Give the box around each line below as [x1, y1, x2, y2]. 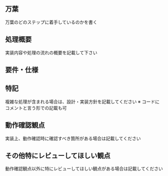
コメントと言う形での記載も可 [5, 105, 67, 111]
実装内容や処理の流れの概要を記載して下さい [5, 49, 98, 55]
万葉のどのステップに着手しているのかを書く [5, 19, 98, 25]
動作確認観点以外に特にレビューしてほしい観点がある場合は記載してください [5, 165, 163, 172]
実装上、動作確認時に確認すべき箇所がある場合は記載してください [5, 135, 141, 141]
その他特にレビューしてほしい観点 [5, 151, 111, 160]
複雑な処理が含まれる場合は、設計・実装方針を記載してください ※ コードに [5, 99, 159, 105]
